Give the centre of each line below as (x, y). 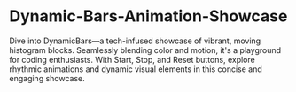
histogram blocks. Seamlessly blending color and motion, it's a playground (145, 50)
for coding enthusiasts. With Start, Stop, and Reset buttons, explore (132, 59)
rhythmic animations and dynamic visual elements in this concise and (136, 69)
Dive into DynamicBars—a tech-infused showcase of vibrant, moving (135, 41)
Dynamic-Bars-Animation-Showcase (148, 16)
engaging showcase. (47, 78)
